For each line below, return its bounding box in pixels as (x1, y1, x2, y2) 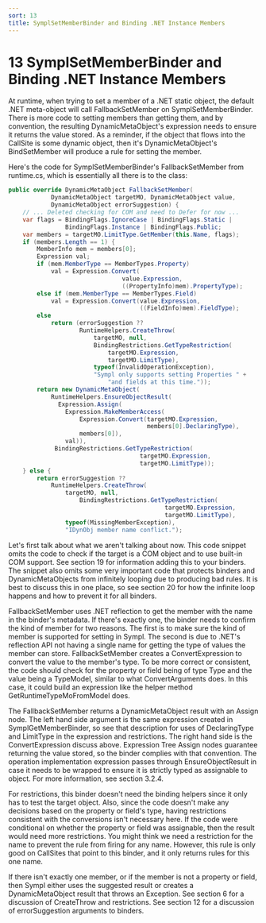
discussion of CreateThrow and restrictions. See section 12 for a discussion (8, 897, 255, 906)
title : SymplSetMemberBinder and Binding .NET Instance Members (8, 19, 226, 27)
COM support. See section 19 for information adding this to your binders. (8, 557, 246, 566)
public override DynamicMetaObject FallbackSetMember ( (8, 186, 194, 195)
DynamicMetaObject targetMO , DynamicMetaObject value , (50, 194, 237, 202)
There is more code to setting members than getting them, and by (8, 113, 224, 123)
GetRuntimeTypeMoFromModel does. (8, 690, 131, 700)
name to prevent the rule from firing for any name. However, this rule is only (8, 840, 256, 849)
